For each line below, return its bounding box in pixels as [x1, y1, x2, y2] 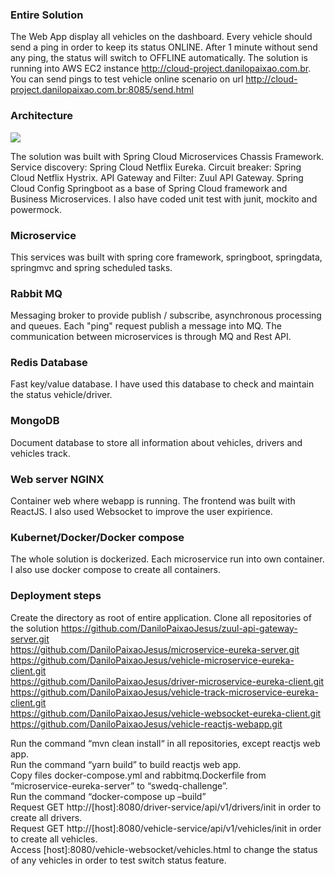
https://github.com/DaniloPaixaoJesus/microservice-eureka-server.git [10, 643, 300, 655]
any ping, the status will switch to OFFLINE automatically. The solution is [10, 52, 308, 64]
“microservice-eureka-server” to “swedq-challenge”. [10, 779, 228, 792]
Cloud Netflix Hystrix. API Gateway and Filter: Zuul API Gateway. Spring [10, 171, 304, 183]
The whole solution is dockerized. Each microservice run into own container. [10, 553, 325, 565]
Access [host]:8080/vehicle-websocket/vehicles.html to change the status [10, 843, 318, 855]
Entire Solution [10, 8, 84, 22]
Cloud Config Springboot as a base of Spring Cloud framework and [10, 182, 288, 194]
